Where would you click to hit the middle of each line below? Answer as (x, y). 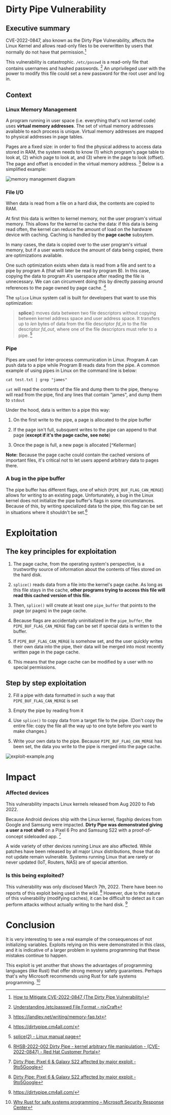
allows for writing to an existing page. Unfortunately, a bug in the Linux (80, 495)
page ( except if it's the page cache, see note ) (62, 435)
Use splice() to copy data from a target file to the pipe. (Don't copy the (88, 721)
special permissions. (35, 667)
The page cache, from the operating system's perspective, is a (79, 564)
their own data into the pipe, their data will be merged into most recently (89, 646)
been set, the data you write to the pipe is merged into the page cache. (87, 747)
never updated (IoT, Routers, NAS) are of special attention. (67, 862)
